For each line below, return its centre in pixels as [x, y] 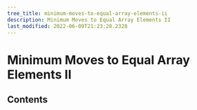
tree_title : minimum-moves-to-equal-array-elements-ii [87, 13]
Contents [28, 99]
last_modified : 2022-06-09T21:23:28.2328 [68, 26]
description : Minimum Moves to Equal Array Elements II [89, 20]
